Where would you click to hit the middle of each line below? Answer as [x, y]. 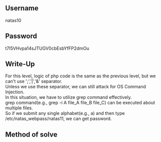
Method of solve [31, 134]
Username [22, 8]
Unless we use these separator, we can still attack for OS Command [76, 87]
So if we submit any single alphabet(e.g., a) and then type [65, 113]
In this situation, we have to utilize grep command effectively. [69, 97]
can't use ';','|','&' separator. [34, 81]
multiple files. [19, 108]
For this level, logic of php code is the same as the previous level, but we [80, 76]
